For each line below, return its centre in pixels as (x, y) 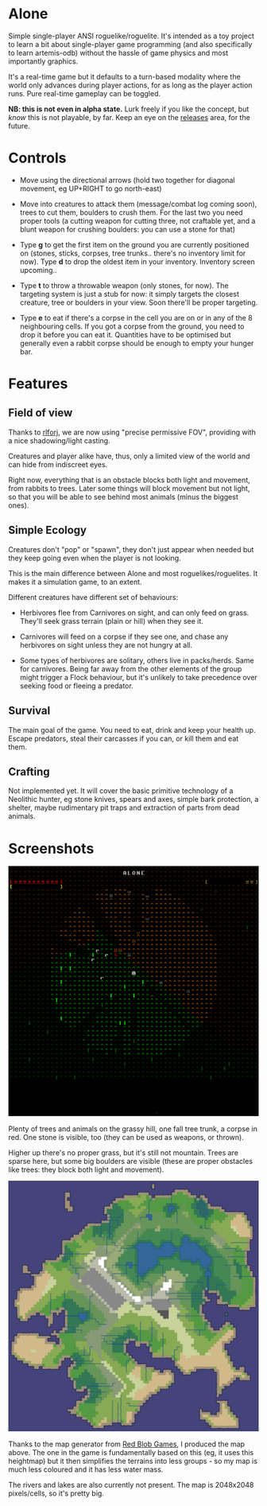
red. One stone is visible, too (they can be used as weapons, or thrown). (126, 1138)
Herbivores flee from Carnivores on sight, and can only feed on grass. (134, 613)
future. (19, 126)
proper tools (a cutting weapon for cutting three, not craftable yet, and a (137, 220)
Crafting (29, 771)
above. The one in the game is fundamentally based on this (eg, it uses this (131, 1453)
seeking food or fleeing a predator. (76, 686)
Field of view (41, 413)
